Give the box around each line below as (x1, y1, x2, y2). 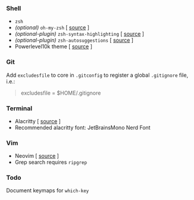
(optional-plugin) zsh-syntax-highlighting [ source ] (14, 30, 145, 37)
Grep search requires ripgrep (14, 159, 87, 166)
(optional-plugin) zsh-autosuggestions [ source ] (14, 37, 134, 44)
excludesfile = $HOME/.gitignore (20, 89, 101, 96)
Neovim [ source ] (14, 152, 60, 160)
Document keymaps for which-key (6, 187, 89, 194)
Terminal (6, 104, 33, 112)
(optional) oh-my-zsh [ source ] (14, 24, 90, 31)
